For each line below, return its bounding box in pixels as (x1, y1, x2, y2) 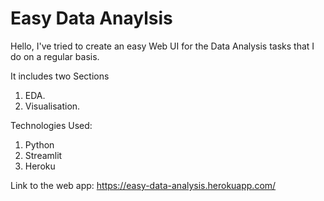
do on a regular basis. (10, 50, 100, 62)
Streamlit (24, 149, 63, 161)
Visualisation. (24, 100, 81, 112)
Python (24, 138, 55, 151)
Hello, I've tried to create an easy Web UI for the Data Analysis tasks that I (10, 40, 315, 52)
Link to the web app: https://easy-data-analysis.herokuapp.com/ (10, 179, 277, 191)
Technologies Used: (10, 119, 93, 131)
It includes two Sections (10, 70, 110, 82)
